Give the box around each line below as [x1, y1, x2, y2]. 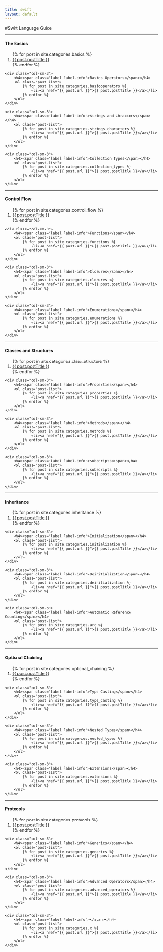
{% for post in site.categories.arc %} [22, 623, 103, 628]
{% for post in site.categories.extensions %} [22, 774, 118, 779]
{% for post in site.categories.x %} [22, 925, 98, 931]
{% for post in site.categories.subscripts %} [22, 467, 118, 472]
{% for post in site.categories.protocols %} [12, 817, 98, 822]
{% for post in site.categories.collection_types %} [22, 164, 131, 169]
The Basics [5, 41, 28, 47]
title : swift [5, 7, 32, 12]
